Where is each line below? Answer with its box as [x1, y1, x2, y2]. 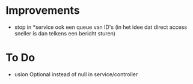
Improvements [5, 4, 80, 17]
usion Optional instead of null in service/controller [14, 70, 138, 78]
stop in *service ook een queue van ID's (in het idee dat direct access [14, 23, 188, 31]
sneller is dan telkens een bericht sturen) [14, 29, 115, 37]
